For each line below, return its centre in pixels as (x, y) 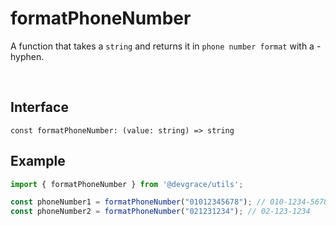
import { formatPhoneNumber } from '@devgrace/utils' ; (127, 184)
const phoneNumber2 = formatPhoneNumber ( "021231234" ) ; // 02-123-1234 (160, 212)
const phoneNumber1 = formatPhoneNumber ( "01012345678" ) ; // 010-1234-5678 (169, 202)
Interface (39, 107)
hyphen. (27, 56)
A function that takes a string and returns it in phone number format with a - (166, 46)
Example (38, 161)
